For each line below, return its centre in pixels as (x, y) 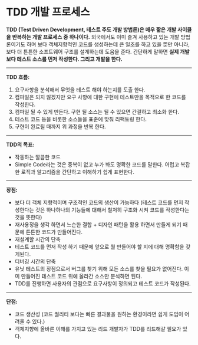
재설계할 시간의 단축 (37, 239)
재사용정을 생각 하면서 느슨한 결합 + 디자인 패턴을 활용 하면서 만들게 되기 (98, 224)
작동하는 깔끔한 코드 (37, 157)
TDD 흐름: (18, 77)
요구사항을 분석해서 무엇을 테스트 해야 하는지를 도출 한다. (80, 90)
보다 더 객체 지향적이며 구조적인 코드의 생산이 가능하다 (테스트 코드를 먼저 (99, 202)
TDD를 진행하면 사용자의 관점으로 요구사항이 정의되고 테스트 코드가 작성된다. (103, 283)
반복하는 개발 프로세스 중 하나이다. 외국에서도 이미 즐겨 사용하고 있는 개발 (96, 37)
